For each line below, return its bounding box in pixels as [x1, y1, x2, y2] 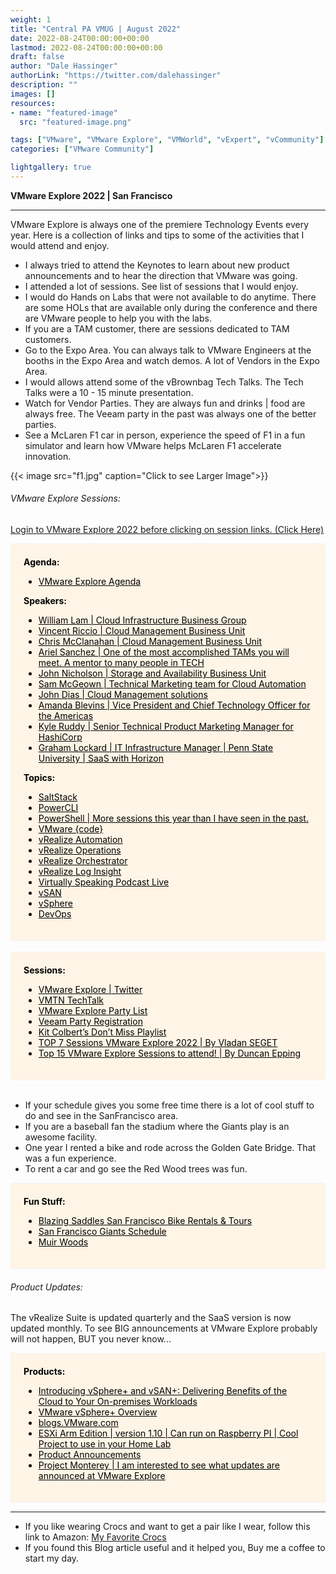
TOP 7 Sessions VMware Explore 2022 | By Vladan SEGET [38, 1037, 278, 1049]
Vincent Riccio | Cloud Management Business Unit [38, 625, 246, 637]
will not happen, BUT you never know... [10, 1333, 172, 1345]
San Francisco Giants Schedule [38, 1226, 167, 1238]
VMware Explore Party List [38, 1005, 148, 1017]
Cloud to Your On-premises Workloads [38, 1396, 198, 1408]
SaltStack [38, 791, 78, 803]
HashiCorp [38, 731, 83, 743]
